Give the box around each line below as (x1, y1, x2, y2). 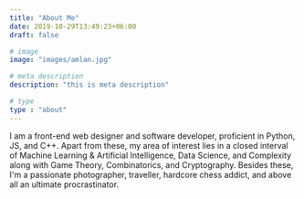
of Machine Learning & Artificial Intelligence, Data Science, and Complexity (9, 150, 292, 161)
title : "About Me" (9, 13, 79, 23)
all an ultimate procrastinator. (9, 179, 120, 190)
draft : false (9, 30, 59, 39)
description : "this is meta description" (9, 80, 170, 89)
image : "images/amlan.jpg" (9, 56, 112, 65)
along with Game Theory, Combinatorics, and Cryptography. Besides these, (9, 159, 294, 170)
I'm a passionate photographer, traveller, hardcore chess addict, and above (9, 169, 292, 180)
